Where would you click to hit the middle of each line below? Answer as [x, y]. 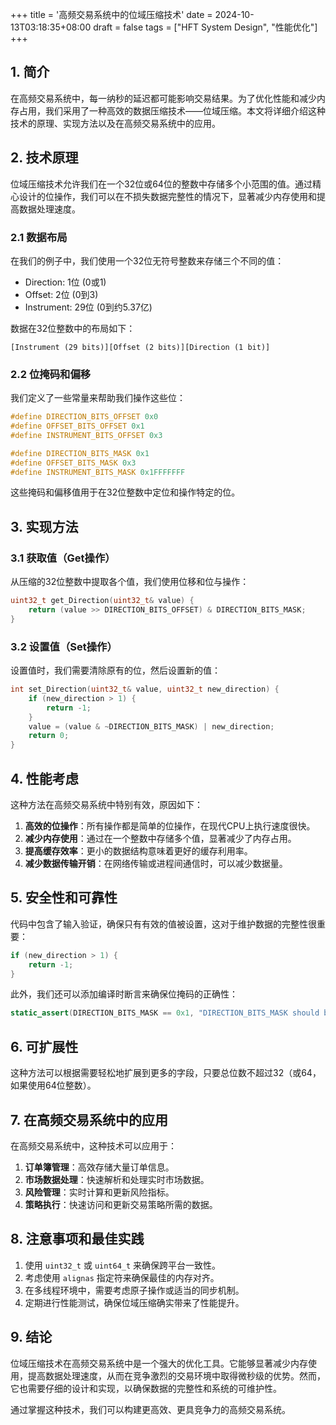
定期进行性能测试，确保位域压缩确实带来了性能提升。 [134, 1302]
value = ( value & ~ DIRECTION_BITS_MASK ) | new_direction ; [151, 726]
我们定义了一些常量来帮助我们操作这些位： [98, 398]
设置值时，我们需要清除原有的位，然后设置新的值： [115, 670]
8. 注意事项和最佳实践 [77, 1239]
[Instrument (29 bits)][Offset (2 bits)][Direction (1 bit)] [140, 347]
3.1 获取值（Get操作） [63, 558]
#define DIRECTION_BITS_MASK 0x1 [80, 453]
